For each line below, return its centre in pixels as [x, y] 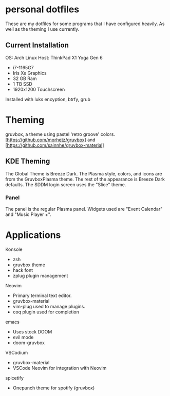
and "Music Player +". [28, 214]
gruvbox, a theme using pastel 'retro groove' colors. [60, 134]
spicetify [15, 378]
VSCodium [17, 352]
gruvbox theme [29, 265]
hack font [23, 270]
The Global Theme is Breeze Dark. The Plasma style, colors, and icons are [84, 173]
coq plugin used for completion [46, 312]
